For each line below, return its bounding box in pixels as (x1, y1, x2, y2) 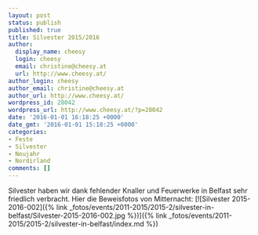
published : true (8, 26, 61, 34)
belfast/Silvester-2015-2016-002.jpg (8, 211, 125, 220)
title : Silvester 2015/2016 (8, 33, 100, 42)
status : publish (8, 19, 61, 27)
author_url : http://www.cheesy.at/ (8, 92, 125, 99)
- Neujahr (8, 150, 41, 157)
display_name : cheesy (15, 48, 86, 56)
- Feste (8, 135, 34, 143)
